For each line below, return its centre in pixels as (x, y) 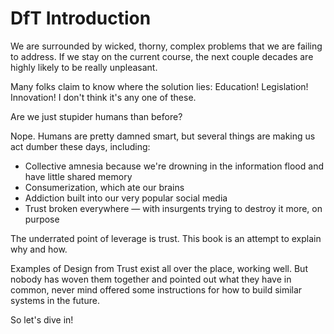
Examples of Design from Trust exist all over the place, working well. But (159, 268)
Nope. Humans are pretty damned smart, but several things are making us (163, 136)
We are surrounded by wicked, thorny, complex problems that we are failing (166, 46)
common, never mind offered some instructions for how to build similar (156, 289)
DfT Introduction (81, 18)
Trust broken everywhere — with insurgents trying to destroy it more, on (173, 208)
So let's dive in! (42, 319)
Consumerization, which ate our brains (104, 187)
